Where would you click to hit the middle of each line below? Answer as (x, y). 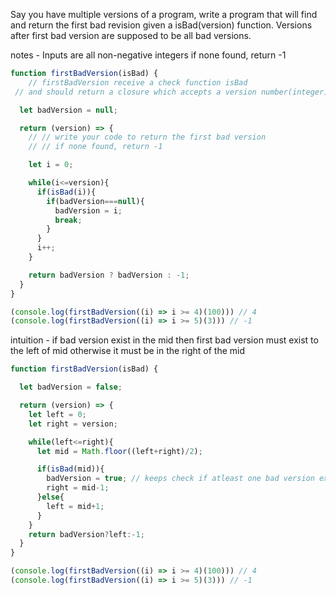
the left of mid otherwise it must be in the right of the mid (128, 351)
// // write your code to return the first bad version (147, 137)
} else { (50, 497)
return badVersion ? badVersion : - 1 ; (109, 275)
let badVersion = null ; (68, 110)
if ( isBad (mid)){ (70, 469)
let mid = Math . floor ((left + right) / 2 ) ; (119, 451)
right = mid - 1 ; (78, 488)
